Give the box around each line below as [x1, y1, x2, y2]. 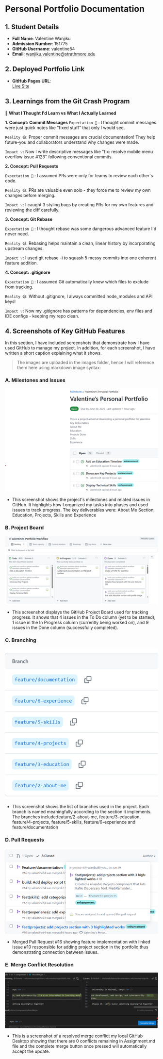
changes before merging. [5, 192, 56, 198]
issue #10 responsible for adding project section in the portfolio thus [12, 944, 149, 950]
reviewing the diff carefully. [5, 207, 60, 213]
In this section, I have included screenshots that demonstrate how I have [5, 340, 150, 346]
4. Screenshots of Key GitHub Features [5, 327, 125, 335]
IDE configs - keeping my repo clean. [5, 313, 80, 319]
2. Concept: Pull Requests [5, 163, 59, 169]
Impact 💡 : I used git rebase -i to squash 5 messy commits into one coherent [5, 255, 156, 261]
